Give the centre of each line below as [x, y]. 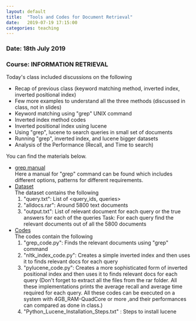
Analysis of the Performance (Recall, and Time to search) [84, 145]
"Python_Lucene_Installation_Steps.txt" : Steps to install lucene [100, 312]
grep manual [30, 168]
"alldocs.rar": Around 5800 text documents [76, 205]
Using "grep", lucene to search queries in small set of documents [93, 133]
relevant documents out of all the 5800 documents [85, 224]
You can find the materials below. [46, 156]
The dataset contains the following [57, 193]
